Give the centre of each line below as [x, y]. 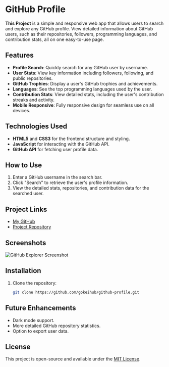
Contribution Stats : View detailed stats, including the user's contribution [88, 94]
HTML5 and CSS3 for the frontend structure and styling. [71, 139]
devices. [21, 110]
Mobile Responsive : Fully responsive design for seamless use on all [83, 105]
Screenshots [26, 243]
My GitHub [24, 221]
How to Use [24, 165]
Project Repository [32, 227]
